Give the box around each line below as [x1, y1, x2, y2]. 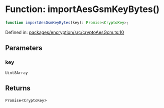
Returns [5, 84, 31, 92]
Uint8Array [5, 70, 28, 75]
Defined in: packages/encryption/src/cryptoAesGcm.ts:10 [5, 29, 124, 35]
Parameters [5, 44, 43, 52]
